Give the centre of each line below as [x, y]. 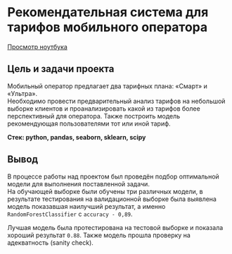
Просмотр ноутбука [38, 47]
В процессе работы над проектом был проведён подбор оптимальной [113, 176]
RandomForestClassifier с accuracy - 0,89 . [70, 214]
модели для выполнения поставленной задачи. [78, 183]
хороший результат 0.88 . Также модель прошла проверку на [99, 235]
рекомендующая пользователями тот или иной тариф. [89, 123]
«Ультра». [22, 93]
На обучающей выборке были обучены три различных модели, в [105, 191]
